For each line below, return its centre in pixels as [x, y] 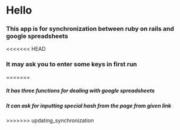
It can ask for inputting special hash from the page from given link [89, 105]
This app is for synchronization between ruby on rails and [90, 29]
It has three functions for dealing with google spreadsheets [80, 91]
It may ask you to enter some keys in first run [71, 64]
